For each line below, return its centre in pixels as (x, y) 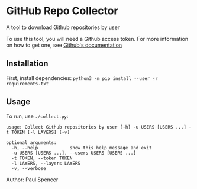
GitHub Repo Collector (62, 11)
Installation (27, 64)
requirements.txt (28, 84)
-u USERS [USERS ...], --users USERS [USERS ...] (74, 153)
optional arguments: (32, 142)
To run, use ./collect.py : (37, 116)
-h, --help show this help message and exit (82, 148)
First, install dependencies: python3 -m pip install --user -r (82, 78)
